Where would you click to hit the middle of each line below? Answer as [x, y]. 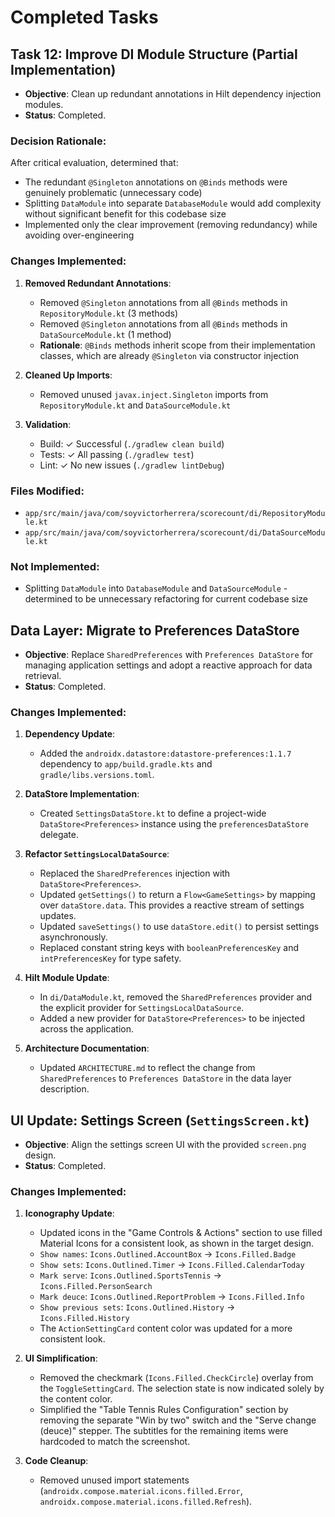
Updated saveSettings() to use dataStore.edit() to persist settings [179, 927]
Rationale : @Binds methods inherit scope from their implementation [177, 345]
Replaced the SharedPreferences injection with [135, 873]
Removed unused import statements [114, 1480]
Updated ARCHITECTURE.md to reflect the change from [147, 1068]
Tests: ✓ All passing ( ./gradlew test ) [117, 454]
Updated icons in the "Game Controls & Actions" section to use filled [181, 1233]
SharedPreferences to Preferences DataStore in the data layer [165, 1078]
